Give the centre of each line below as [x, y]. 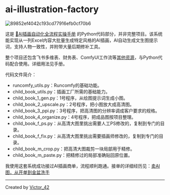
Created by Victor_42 [27, 187]
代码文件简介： [21, 74]
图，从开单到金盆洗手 [27, 172]
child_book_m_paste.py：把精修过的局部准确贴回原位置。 [73, 155]
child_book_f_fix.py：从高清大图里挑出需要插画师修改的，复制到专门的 [86, 136]
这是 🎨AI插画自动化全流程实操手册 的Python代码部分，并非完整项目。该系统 [84, 34]
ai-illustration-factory [52, 9]
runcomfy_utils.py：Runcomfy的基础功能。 [57, 85]
